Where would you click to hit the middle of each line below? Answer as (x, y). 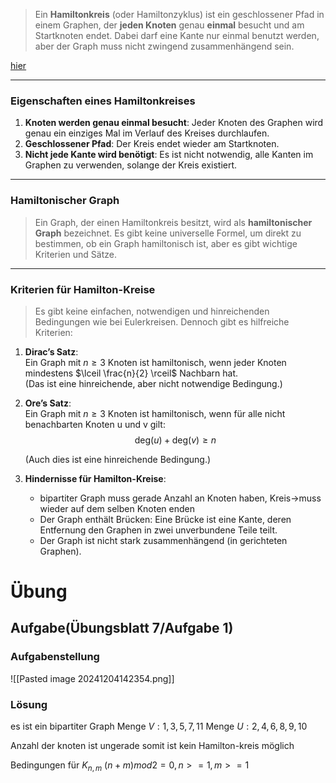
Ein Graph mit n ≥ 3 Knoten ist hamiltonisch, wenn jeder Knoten (155, 362)
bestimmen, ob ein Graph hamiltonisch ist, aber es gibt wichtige (166, 243)
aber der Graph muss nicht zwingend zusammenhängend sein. (164, 46)
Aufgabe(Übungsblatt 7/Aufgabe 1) (122, 628)
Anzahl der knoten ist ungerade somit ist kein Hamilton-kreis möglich (152, 746)
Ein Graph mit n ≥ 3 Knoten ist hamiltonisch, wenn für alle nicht (155, 413)
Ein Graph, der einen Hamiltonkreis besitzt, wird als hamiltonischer (173, 222)
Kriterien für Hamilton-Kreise (83, 289)
